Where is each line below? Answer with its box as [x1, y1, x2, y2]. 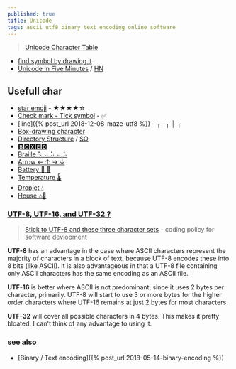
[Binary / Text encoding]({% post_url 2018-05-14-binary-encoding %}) [17, 353, 225, 362]
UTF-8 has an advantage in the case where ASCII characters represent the [7, 247, 226, 255]
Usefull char [7, 85, 62, 97]
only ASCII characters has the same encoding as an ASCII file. [7, 269, 189, 278]
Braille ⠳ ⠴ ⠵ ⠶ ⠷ [17, 150, 68, 159]
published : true [7, 10, 55, 18]
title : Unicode [7, 17, 52, 24]
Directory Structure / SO [17, 134, 89, 143]
